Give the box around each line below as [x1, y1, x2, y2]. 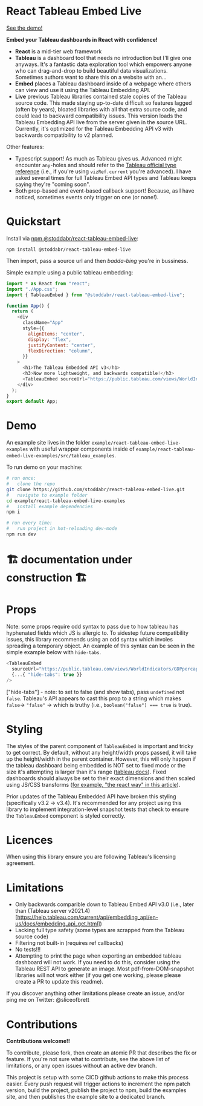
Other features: [6, 143, 44, 150]
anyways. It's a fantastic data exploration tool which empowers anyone [14, 61, 192, 68]
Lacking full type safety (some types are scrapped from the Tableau [14, 927, 185, 934]
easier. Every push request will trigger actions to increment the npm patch [6, 1080, 190, 1088]
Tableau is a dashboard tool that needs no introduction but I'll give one [14, 54, 192, 61]
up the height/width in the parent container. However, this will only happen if [6, 755, 196, 763]
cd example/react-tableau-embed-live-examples [6, 498, 126, 504]
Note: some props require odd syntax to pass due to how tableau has [6, 623, 179, 631]
